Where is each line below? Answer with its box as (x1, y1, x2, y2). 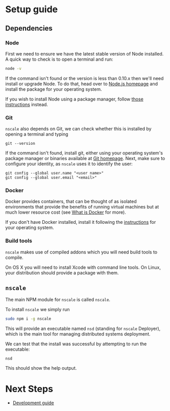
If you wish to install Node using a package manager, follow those (5, 96, 144, 102)
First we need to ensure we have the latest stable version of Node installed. (5, 50, 164, 57)
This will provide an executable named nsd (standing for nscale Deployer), (5, 325, 161, 332)
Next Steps (5, 383, 54, 395)
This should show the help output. (5, 365, 77, 371)
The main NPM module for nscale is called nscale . (5, 297, 111, 303)
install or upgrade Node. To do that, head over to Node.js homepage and (5, 81, 158, 87)
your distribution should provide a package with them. (5, 269, 119, 276)
